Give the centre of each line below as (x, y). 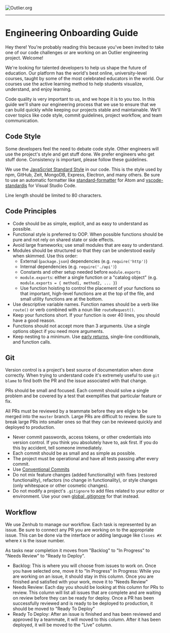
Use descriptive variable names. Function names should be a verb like (86, 304)
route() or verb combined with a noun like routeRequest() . (74, 310)
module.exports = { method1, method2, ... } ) (69, 283)
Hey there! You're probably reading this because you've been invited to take (85, 47)
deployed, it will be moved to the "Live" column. (62, 625)
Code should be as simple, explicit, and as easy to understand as (80, 224)
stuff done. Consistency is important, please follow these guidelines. (77, 159)
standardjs (16, 185)
